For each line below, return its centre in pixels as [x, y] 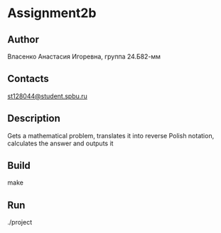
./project [20, 222]
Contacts [28, 79]
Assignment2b [52, 13]
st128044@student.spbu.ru [47, 96]
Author [23, 40]
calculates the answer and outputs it [60, 143]
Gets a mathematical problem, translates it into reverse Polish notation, [111, 135]
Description [34, 119]
